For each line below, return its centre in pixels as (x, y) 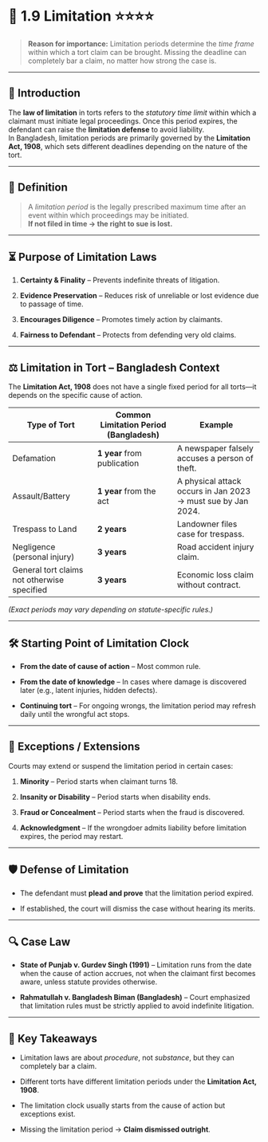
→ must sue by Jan (213, 502)
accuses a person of (215, 459)
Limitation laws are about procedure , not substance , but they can (127, 1057)
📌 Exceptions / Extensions (75, 747)
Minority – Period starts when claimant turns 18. (99, 781)
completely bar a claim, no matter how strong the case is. (122, 61)
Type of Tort (51, 425)
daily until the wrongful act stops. (75, 714)
